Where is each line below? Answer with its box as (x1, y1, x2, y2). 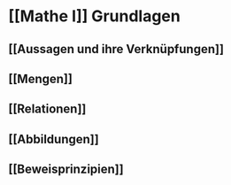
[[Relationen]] (8, 102, 87, 117)
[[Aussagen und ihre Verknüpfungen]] (8, 42, 225, 57)
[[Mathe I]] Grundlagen (8, 6, 181, 27)
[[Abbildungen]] (8, 131, 99, 147)
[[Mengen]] (8, 71, 73, 86)
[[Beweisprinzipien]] (8, 162, 125, 177)
